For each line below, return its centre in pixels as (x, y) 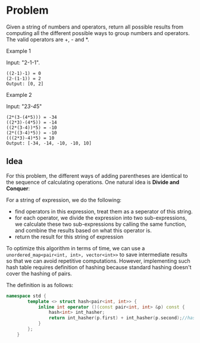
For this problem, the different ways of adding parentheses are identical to (97, 175)
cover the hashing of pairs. (39, 273)
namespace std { (26, 296)
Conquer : (18, 188)
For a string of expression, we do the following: (64, 200)
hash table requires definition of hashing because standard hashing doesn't (99, 267)
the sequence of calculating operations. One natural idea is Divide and (93, 182)
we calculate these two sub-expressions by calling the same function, (100, 224)
